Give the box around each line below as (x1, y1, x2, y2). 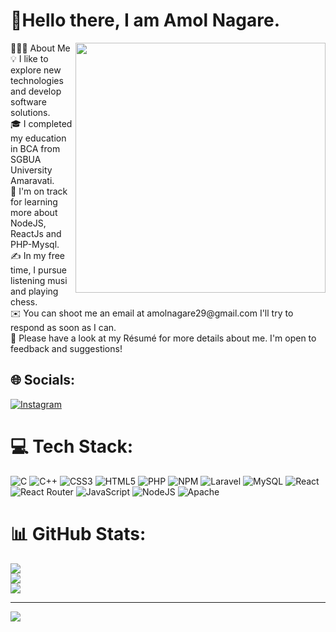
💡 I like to (10, 52, 49, 64)
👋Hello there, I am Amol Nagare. (10, 9, 280, 32)
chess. (10, 295, 38, 308)
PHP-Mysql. (10, 238, 60, 250)
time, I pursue (10, 264, 68, 276)
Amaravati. (10, 174, 55, 186)
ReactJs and (10, 227, 62, 239)
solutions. (10, 106, 51, 118)
